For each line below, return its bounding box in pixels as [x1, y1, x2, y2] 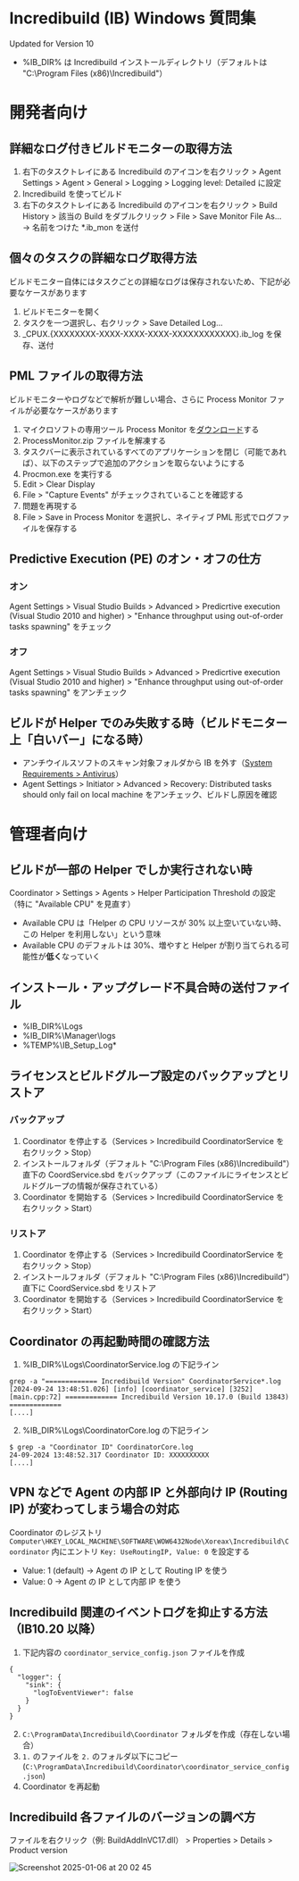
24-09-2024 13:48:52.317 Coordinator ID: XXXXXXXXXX [9, 1450, 210, 1459]
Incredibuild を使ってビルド [21, 188, 123, 199]
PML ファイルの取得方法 [9, 368, 144, 384]
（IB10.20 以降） [9, 1622, 103, 1637]
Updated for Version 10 [9, 38, 95, 49]
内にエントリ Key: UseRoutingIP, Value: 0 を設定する [51, 1546, 250, 1557]
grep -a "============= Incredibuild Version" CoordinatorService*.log [9, 1376, 281, 1385]
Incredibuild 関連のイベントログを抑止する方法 [9, 1605, 268, 1620]
